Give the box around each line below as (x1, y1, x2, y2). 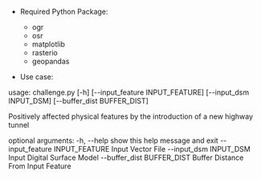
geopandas (31, 56, 70, 66)
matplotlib (31, 39, 66, 49)
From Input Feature (8, 161, 71, 171)
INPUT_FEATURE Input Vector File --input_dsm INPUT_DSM (53, 144, 251, 153)
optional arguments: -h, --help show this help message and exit (8, 136, 218, 145)
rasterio (31, 48, 58, 57)
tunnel (8, 120, 30, 129)
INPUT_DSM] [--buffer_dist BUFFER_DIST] (8, 96, 149, 105)
